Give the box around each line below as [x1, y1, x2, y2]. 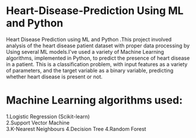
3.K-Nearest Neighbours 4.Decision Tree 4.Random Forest [6, 125, 146, 132]
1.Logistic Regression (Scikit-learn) [6, 113, 90, 120]
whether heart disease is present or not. [6, 73, 103, 80]
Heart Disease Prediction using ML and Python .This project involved [6, 36, 172, 43]
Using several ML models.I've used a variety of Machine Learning [6, 48, 164, 55]
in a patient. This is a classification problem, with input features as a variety [6, 60, 188, 68]
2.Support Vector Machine [6, 119, 70, 126]
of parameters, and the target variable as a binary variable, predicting [6, 67, 174, 74]
